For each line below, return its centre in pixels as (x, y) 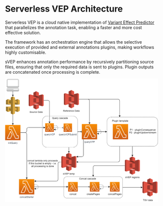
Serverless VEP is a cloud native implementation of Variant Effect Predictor (80, 22)
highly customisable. (26, 52)
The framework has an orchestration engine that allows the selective (73, 42)
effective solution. (23, 32)
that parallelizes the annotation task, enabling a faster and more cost (73, 27)
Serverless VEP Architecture (64, 9)
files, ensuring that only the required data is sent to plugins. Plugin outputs (79, 67)
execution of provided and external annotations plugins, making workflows (80, 47)
